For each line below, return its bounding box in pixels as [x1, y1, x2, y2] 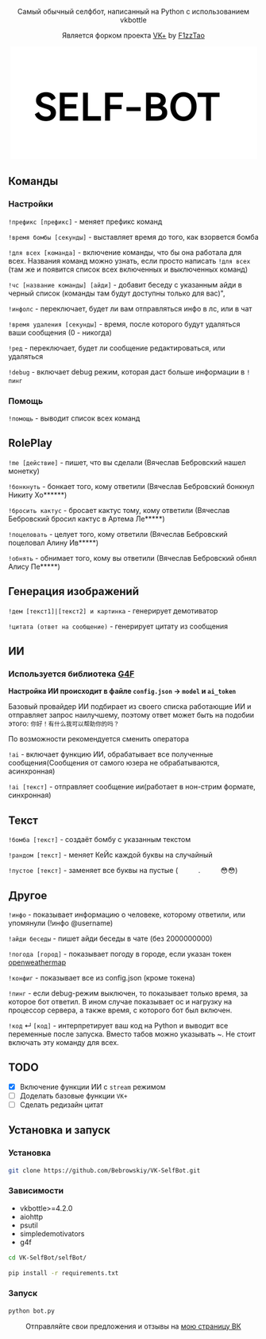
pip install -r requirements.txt [8, 1269, 119, 1277]
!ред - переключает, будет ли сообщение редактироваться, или [8, 343, 226, 353]
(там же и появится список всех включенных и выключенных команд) [8, 264, 249, 274]
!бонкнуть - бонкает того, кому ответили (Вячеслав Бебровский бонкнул [8, 481, 255, 491]
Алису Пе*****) [8, 562, 61, 571]
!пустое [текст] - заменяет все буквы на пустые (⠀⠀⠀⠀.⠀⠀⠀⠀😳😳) [8, 866, 238, 875]
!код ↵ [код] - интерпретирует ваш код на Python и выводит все [8, 1020, 229, 1030]
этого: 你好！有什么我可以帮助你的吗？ [8, 718, 120, 728]
